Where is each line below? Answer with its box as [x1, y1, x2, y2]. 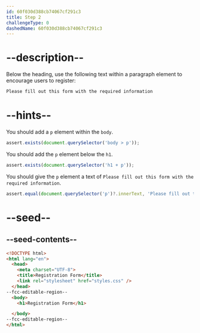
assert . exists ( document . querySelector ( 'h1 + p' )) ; [6, 162, 135, 168]
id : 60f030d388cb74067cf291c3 [6, 8, 82, 15]
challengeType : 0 [6, 20, 49, 26]
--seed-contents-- [6, 235, 77, 245]
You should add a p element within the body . [6, 129, 114, 135]
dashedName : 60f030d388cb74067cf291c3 [6, 25, 102, 32]
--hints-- [6, 108, 52, 122]
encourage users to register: [6, 77, 76, 84]
